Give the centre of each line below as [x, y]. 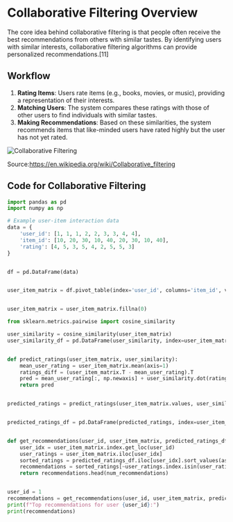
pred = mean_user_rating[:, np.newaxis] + [82, 379]
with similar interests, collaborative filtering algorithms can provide [102, 47]
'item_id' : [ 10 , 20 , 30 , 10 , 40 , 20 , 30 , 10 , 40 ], [94, 240]
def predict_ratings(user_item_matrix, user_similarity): [93, 359]
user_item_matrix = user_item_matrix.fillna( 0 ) [77, 309]
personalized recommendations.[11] [58, 54]
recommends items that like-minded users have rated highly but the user [121, 129]
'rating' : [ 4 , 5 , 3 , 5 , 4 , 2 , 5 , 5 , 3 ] [77, 247]
